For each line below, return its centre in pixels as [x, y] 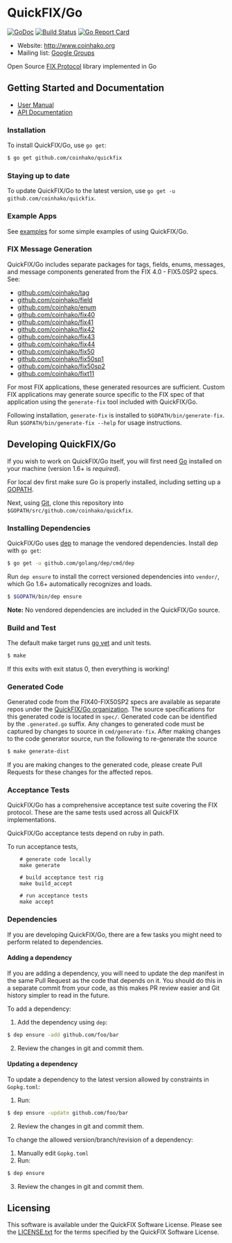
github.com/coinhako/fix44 [56, 344]
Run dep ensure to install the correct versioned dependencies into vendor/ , [114, 576]
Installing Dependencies [49, 528]
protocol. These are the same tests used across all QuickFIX [93, 812]
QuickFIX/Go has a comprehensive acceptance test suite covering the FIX [113, 805]
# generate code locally [55, 859]
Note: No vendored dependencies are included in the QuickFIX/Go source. [114, 610]
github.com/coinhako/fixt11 [56, 373]
